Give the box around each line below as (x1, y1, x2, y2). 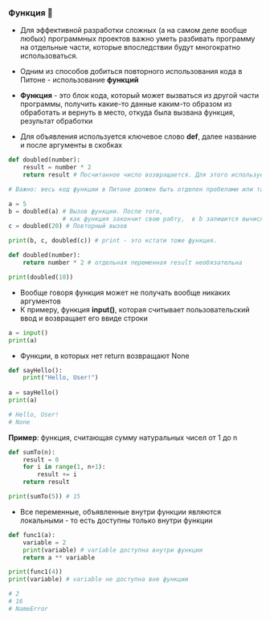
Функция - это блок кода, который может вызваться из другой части (19, 91, 260, 100)
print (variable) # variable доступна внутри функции (22, 546, 203, 554)
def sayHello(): (8, 366, 63, 374)
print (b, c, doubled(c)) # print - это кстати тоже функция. (8, 237, 218, 245)
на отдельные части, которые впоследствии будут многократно (19, 43, 241, 52)
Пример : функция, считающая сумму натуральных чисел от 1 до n (8, 433, 238, 442)
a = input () (8, 328, 48, 336)
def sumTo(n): (8, 448, 56, 456)
